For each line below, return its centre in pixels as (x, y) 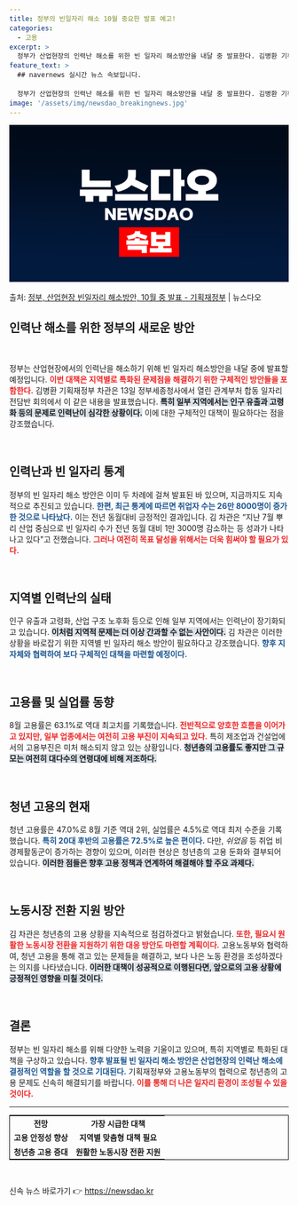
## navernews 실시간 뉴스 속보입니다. (79, 75)
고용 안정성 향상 (41, 1138)
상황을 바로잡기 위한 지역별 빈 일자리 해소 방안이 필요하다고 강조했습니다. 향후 (143, 643)
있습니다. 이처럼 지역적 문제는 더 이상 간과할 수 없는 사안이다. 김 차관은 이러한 (150, 632)
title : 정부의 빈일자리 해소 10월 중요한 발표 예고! (93, 19)
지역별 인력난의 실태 (60, 598)
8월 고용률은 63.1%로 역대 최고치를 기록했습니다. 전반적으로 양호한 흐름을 (136, 725)
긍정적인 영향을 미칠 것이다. (56, 978)
